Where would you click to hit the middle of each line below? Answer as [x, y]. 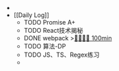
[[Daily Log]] [31, 15]
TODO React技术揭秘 [53, 30]
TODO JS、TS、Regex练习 [62, 55]
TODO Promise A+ [50, 22]
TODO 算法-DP [45, 46]
